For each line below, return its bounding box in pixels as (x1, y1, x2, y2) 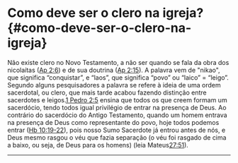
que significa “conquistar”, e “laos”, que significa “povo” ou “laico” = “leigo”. (7, 73, 229, 82)
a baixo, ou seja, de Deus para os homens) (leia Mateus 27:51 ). (7, 140, 189, 149)
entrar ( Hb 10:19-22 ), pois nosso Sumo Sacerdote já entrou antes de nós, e (7, 126, 226, 134)
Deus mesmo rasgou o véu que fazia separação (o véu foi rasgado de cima (7, 133, 227, 142)
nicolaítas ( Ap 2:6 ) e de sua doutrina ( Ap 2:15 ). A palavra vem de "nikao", (7, 66, 221, 74)
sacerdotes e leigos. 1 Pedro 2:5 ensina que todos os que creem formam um (7, 95, 228, 104)
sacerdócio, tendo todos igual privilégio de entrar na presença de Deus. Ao (7, 103, 227, 111)
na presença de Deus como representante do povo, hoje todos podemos (7, 118, 220, 126)
